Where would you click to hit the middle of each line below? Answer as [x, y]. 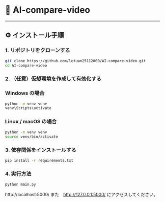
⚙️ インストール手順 [35, 35]
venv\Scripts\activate [28, 108]
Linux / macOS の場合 [31, 122]
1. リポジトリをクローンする [38, 50]
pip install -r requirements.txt [39, 160]
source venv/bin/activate [31, 136]
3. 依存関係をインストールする [41, 150]
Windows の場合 [25, 93]
